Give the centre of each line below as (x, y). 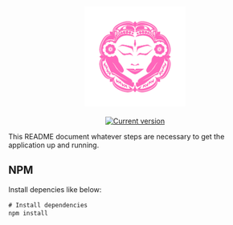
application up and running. (54, 145)
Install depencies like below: (55, 189)
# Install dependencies (48, 205)
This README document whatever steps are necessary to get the (117, 137)
